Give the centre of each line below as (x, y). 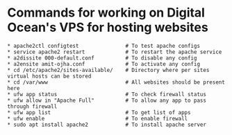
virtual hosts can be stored (49, 76)
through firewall (32, 106)
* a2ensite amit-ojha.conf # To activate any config (103, 64)
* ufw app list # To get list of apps (99, 112)
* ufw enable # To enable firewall (98, 118)
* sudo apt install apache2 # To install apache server (107, 125)
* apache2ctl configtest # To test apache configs (103, 46)
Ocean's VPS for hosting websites (108, 27)
